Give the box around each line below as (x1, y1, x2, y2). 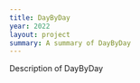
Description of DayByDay (9, 63, 104, 74)
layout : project (9, 30, 70, 39)
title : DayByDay (9, 13, 70, 23)
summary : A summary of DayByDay (9, 38, 131, 48)
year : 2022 (9, 22, 51, 31)
